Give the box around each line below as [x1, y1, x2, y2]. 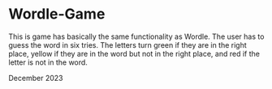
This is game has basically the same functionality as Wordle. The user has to [8, 32, 265, 41]
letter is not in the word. [8, 57, 88, 67]
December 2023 [8, 73, 63, 83]
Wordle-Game [8, 5, 106, 23]
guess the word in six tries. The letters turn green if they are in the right [8, 40, 248, 49]
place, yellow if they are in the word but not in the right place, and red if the [8, 49, 260, 58]
